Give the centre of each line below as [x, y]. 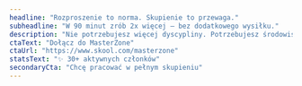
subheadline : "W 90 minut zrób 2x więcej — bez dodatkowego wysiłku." [144, 26]
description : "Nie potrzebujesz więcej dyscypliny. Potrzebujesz [134, 34]
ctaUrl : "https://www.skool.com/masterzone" [94, 51]
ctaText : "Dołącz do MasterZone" [72, 43]
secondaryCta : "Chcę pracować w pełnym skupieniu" [106, 68]
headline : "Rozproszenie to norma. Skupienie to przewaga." [124, 17]
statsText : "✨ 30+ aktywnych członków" [84, 59]
